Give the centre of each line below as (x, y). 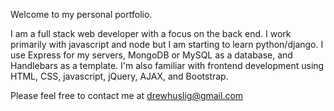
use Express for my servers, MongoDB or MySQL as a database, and (151, 55)
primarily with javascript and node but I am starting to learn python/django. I (167, 44)
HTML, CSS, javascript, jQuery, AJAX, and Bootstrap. (119, 76)
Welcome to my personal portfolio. (81, 14)
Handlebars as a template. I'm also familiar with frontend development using (167, 65)
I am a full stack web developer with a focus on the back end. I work (151, 33)
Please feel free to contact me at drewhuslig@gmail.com (127, 95)
